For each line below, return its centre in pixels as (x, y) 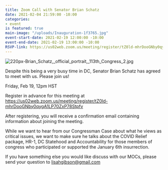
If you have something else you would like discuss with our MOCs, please (81, 156)
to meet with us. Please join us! (37, 76)
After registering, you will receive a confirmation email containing (72, 116)
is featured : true (24, 28)
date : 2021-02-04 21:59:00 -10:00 (41, 14)
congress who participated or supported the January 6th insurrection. (77, 147)
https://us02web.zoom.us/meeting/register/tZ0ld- (56, 101)
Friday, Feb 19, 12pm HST (31, 86)
